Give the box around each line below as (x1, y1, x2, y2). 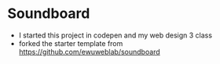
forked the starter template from (18, 38, 123, 48)
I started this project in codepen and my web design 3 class (18, 30, 213, 40)
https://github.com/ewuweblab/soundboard (18, 47, 160, 56)
